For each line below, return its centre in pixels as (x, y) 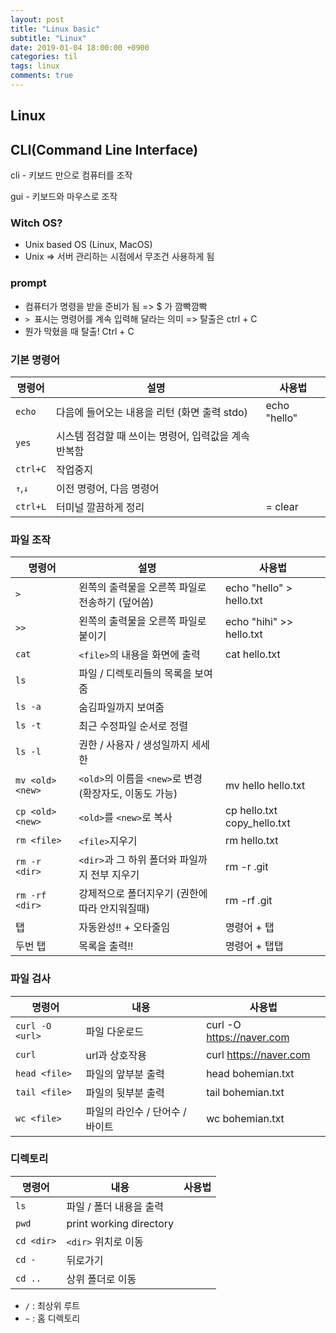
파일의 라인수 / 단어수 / (136, 1111)
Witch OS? (36, 223)
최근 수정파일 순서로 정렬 (133, 726)
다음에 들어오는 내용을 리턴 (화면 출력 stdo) (152, 412)
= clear (282, 506)
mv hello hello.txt (265, 786)
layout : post (37, 19)
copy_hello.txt (257, 823)
